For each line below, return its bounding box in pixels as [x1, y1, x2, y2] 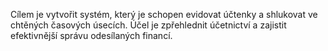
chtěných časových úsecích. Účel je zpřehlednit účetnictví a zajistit [10, 19, 287, 31]
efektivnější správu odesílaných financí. [10, 30, 173, 41]
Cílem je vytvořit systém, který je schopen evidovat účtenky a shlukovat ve [10, 9, 318, 20]
